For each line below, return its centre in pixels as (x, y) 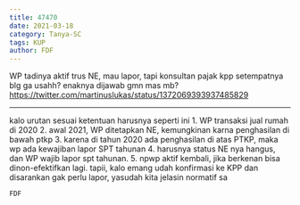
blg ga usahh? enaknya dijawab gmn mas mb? (94, 86)
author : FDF (31, 51)
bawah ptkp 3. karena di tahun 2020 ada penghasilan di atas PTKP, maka (144, 140)
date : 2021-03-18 (42, 26)
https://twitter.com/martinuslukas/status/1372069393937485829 (129, 95)
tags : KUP (28, 42)
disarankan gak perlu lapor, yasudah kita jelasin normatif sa (118, 177)
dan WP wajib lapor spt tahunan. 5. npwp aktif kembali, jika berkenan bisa (145, 159)
